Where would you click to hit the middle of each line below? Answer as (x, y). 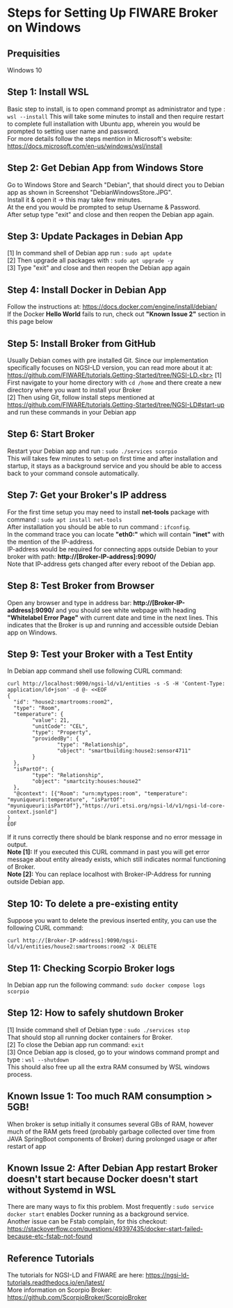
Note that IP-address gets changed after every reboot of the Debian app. (111, 564)
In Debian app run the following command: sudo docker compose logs (106, 985)
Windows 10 (25, 70)
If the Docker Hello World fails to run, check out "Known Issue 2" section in (116, 314)
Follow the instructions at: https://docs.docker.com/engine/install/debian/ (112, 307)
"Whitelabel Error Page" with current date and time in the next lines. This (113, 617)
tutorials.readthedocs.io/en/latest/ (56, 1283)
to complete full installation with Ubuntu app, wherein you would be (104, 124)
